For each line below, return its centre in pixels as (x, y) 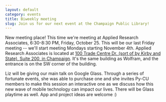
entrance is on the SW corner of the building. (51, 64)
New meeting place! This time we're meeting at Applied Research (72, 38)
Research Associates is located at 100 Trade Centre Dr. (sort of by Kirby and (83, 53)
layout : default (22, 10)
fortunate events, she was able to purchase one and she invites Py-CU (77, 79)
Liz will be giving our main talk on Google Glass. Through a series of (75, 74)
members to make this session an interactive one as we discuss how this (79, 84)
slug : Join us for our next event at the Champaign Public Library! (77, 24)
